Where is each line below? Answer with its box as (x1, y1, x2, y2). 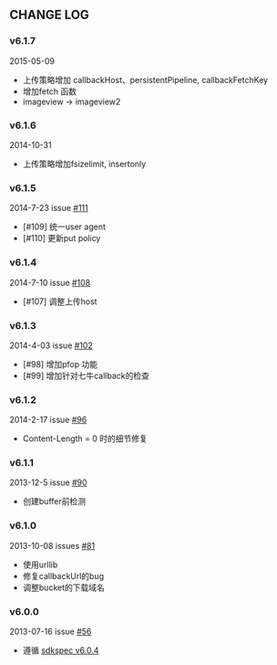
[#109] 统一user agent (22, 221, 107, 232)
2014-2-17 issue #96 (9, 415, 87, 426)
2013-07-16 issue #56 (9, 626, 92, 638)
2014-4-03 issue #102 (9, 340, 93, 351)
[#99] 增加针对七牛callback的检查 (22, 370, 150, 381)
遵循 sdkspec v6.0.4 (22, 645, 99, 656)
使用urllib (22, 559, 58, 570)
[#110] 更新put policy (22, 233, 101, 244)
